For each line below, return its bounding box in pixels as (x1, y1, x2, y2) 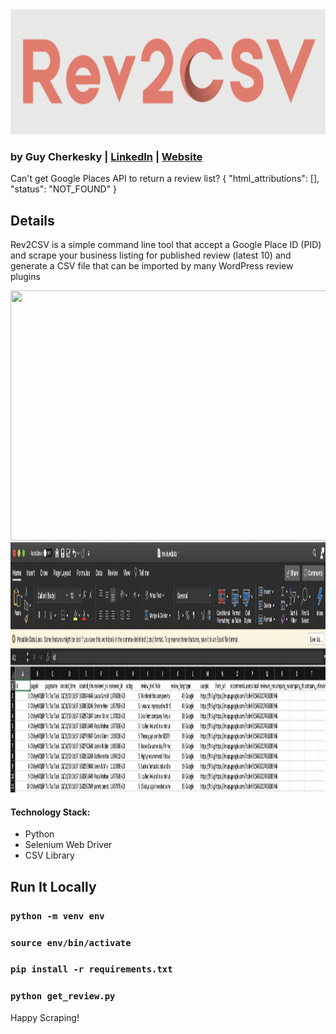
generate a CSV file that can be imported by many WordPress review (10, 260, 294, 272)
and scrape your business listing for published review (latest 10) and (10, 249, 292, 262)
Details (10, 212, 55, 229)
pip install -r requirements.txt (10, 964, 173, 975)
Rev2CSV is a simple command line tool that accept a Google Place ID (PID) (10, 239, 322, 251)
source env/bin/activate (10, 937, 132, 948)
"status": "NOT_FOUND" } (10, 183, 118, 195)
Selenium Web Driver (24, 839, 113, 851)
